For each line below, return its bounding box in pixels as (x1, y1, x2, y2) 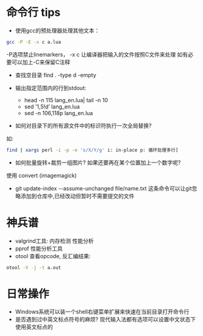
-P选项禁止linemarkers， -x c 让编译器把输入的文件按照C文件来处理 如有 (6, 51, 188, 58)
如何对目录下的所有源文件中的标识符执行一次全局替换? (15, 122, 152, 129)
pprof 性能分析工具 (15, 245, 63, 252)
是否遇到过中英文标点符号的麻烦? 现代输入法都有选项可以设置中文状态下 (15, 316, 196, 323)
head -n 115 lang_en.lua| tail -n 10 (24, 96, 109, 103)
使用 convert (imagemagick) (6, 172, 77, 179)
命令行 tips (6, 5, 61, 19)
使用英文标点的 (15, 323, 53, 331)
